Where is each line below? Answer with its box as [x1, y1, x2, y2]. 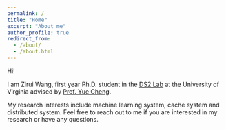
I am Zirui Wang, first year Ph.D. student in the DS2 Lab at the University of [7, 80, 219, 88]
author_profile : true [7, 29, 70, 36]
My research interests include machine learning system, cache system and [7, 101, 220, 109]
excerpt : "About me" [7, 23, 67, 29]
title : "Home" [7, 16, 48, 23]
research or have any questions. [7, 115, 99, 123]
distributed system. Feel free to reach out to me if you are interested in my [7, 107, 218, 116]
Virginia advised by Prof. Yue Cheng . [7, 87, 112, 96]
